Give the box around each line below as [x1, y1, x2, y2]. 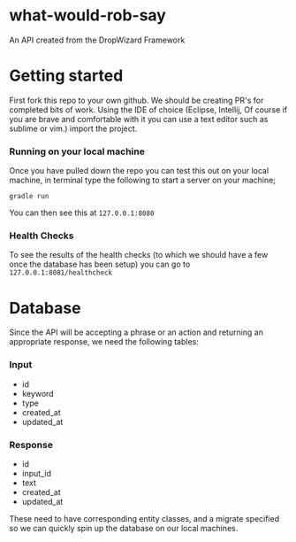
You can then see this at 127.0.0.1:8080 [9, 207, 155, 218]
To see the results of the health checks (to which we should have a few [9, 250, 269, 260]
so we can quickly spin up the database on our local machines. [9, 523, 239, 533]
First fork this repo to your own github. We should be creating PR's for [9, 95, 264, 105]
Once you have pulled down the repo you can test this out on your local [9, 166, 269, 176]
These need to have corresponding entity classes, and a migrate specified [9, 514, 280, 523]
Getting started [9, 66, 124, 86]
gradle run [9, 192, 49, 201]
